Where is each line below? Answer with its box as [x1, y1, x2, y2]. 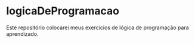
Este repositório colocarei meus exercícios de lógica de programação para [6, 24, 189, 31]
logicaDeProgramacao [6, 4, 119, 18]
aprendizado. [6, 30, 39, 37]
